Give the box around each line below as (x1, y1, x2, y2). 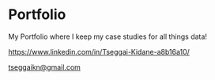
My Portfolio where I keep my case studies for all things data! (8, 32, 208, 41)
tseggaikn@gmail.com (8, 62, 81, 72)
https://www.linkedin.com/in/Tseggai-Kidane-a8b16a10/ (8, 47, 190, 56)
